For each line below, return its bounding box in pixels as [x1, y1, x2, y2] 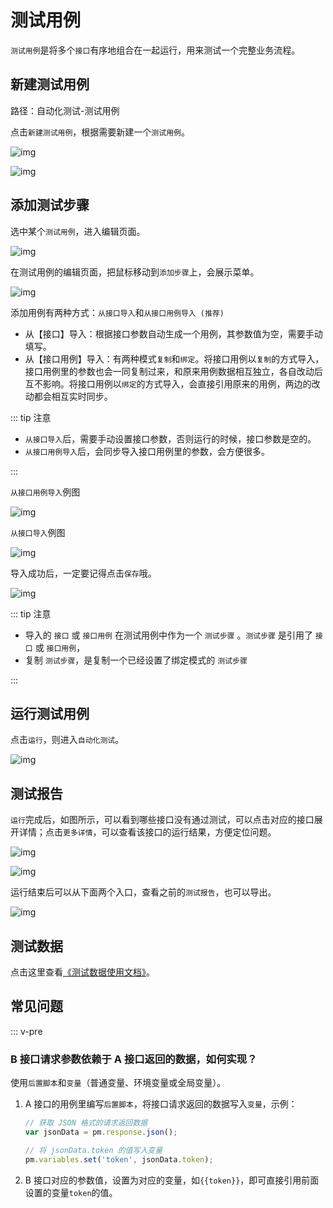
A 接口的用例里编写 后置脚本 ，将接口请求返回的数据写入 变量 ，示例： [24, 1098, 298, 1110]
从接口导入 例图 [10, 526, 66, 538]
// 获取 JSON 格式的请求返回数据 [24, 1118, 148, 1128]
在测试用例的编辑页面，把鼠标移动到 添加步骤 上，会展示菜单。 [10, 266, 260, 278]
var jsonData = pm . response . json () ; [24, 1127, 178, 1137]
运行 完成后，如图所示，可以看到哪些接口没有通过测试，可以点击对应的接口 [10, 814, 315, 826]
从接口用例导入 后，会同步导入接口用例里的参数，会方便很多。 [24, 445, 271, 457]
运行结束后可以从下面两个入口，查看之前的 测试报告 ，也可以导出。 [10, 886, 277, 898]
